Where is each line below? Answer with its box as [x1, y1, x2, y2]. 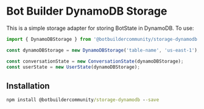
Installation [6, 80, 50, 91]
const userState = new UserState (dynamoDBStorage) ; [6, 64, 140, 70]
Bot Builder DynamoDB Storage [6, 4, 167, 18]
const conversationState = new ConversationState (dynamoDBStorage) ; [6, 58, 184, 65]
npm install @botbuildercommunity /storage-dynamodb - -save [6, 97, 160, 103]
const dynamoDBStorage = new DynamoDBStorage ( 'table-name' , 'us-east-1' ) [6, 47, 198, 53]
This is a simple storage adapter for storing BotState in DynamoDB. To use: [6, 24, 194, 32]
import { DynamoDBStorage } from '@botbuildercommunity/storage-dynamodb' [6, 36, 200, 42]
